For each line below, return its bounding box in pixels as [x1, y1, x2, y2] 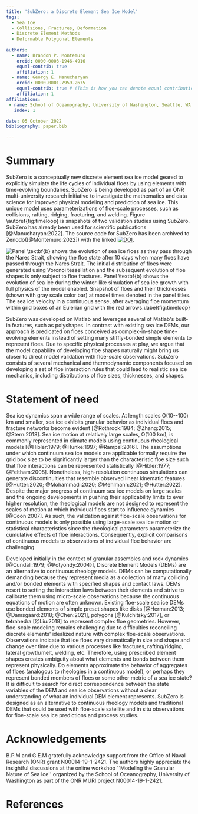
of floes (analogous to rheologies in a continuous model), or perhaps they [6, 668, 185, 675]
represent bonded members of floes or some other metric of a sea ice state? [6, 674, 192, 681]
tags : [6, 14, 19, 20]
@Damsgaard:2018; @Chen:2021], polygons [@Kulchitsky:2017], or [6, 612, 170, 618]
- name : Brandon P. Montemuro [11, 52, 85, 58]
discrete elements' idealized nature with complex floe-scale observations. [6, 631, 186, 637]
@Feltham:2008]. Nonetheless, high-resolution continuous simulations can [6, 468, 188, 475]
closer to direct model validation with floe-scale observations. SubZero [6, 353, 179, 360]
